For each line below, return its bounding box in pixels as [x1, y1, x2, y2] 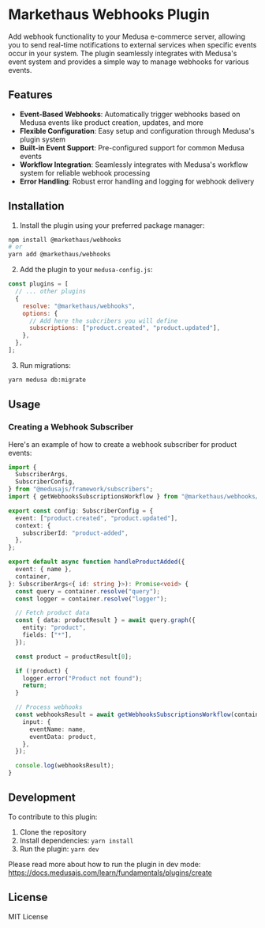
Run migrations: [19, 360, 71, 369]
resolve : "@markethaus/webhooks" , [22, 302, 136, 310]
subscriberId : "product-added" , [22, 528, 129, 537]
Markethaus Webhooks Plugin [8, 6, 211, 24]
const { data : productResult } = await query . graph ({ [15, 616, 196, 624]
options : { [22, 309, 58, 317]
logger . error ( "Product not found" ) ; [22, 674, 144, 682]
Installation [8, 199, 65, 213]
